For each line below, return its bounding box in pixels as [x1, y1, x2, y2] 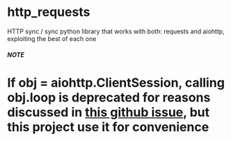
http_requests [7, 4, 90, 20]
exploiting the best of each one [7, 34, 97, 42]
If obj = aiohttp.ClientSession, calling [7, 74, 225, 90]
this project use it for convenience [7, 119, 209, 135]
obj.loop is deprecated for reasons [7, 90, 211, 105]
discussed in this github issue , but [7, 104, 210, 120]
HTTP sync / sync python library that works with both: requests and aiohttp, [7, 27, 225, 35]
